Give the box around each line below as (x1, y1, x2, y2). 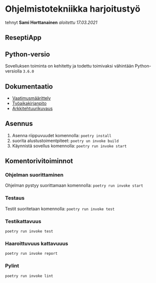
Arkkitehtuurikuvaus (12, 106, 53, 111)
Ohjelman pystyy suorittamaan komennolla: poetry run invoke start (5, 182, 143, 188)
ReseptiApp (5, 34, 42, 42)
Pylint (5, 263, 19, 269)
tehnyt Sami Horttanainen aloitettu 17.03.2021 (5, 19, 97, 25)
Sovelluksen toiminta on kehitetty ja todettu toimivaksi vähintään (5, 63, 134, 69)
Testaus (5, 195, 25, 201)
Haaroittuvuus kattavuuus (5, 240, 68, 247)
